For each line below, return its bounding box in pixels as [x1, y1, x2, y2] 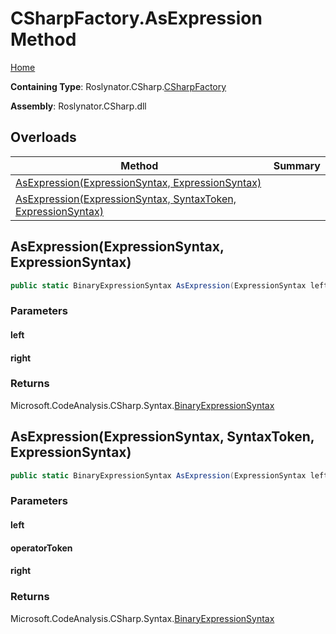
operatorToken [10, 542, 73, 554]
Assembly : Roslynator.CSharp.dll [10, 100, 147, 112]
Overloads [10, 129, 77, 146]
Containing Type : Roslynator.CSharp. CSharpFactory [10, 80, 227, 92]
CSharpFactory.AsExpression [10, 7, 263, 30]
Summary [273, 158, 321, 172]
